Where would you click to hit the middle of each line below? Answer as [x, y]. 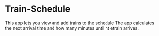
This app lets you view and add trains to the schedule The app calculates [80, 23]
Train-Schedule [38, 9]
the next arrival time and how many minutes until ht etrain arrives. [72, 28]
